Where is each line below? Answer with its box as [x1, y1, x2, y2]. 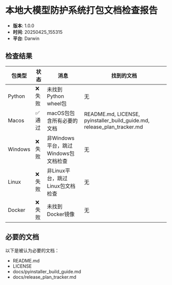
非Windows [47, 134, 75, 141]
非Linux [47, 167, 66, 174]
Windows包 [47, 149, 75, 157]
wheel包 [47, 100, 67, 107]
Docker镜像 [47, 210, 75, 217]
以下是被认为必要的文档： [5, 247, 59, 253]
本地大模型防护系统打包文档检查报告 [5, 5, 158, 16]
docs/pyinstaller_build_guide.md [12, 268, 81, 274]
